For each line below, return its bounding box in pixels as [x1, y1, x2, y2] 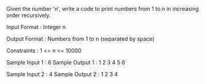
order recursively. [6, 12, 51, 19]
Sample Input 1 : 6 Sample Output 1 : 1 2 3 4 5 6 [6, 59, 126, 66]
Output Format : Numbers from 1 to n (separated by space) [6, 35, 155, 42]
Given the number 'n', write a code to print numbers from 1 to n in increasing [6, 5, 199, 12]
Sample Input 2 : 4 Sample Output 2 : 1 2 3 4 [6, 71, 118, 78]
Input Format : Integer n [6, 24, 66, 30]
